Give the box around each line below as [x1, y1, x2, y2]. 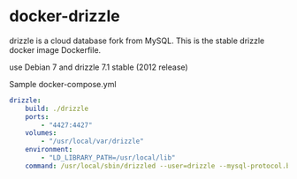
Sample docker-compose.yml [9, 78, 117, 89]
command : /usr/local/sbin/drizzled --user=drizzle [25, 161, 216, 170]
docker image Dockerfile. [9, 44, 102, 55]
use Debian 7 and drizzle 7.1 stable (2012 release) [9, 62, 188, 72]
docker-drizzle [9, 6, 121, 26]
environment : [25, 145, 73, 154]
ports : [25, 112, 49, 121]
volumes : [25, 129, 57, 138]
